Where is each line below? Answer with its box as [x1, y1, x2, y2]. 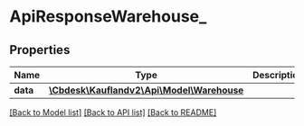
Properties [9, 42, 71, 58]
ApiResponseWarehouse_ [9, 6, 207, 27]
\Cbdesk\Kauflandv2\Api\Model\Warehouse [48, 84, 244, 96]
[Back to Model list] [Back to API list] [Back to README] [9, 107, 217, 118]
